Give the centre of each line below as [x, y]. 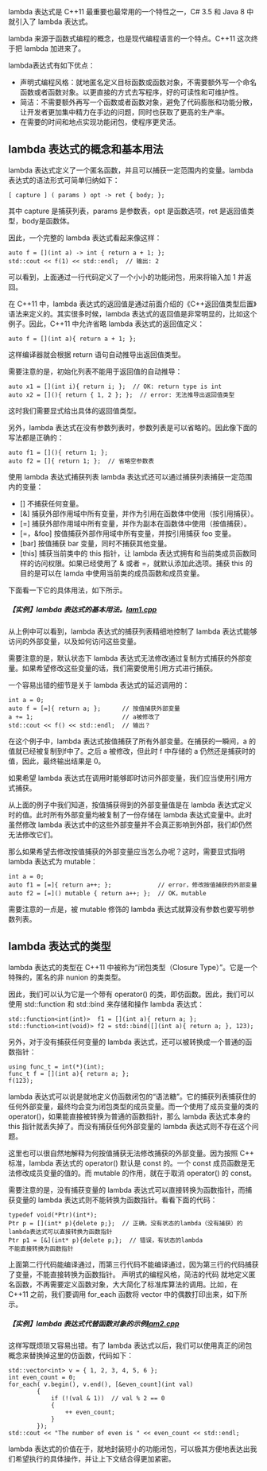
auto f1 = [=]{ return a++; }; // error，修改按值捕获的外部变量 [133, 885]
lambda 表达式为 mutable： [53, 861]
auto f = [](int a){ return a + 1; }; [72, 339]
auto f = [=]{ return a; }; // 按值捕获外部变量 [94, 708]
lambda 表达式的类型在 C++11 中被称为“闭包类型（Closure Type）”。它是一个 [133, 967]
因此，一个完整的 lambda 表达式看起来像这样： [85, 238]
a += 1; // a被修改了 [84, 717]
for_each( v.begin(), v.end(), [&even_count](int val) [101, 1384]
